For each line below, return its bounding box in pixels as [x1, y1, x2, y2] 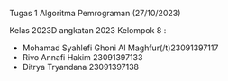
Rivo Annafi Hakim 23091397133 [22, 52, 143, 62]
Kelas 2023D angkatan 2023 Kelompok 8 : [9, 25, 167, 35]
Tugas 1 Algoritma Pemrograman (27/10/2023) [9, 8, 181, 18]
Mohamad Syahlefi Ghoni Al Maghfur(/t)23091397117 [22, 42, 219, 53]
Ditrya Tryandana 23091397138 [22, 62, 140, 72]
